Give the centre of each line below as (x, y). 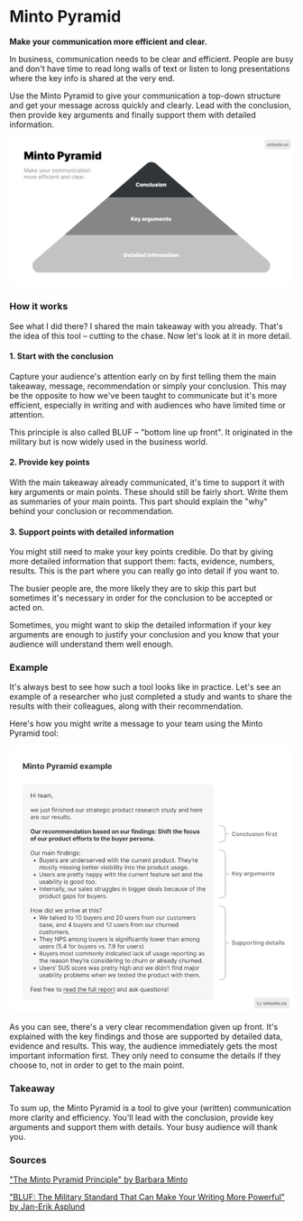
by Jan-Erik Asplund (47, 1207)
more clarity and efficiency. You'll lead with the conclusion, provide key (142, 1117)
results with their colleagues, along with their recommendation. (126, 706)
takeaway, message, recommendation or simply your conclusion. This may (148, 386)
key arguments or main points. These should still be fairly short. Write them (149, 491)
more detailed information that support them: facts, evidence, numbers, (142, 562)
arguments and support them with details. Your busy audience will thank (143, 1127)
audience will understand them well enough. (92, 644)
